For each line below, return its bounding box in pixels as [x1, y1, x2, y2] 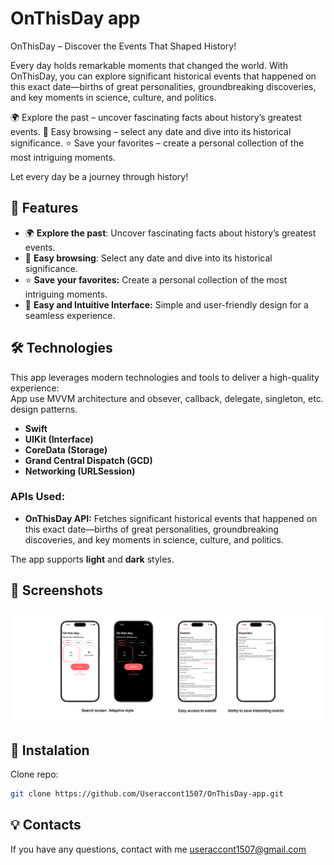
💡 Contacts [10, 817, 82, 834]
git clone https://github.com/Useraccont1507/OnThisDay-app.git [10, 789, 284, 799]
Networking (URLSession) [24, 465, 136, 477]
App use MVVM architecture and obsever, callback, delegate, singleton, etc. [10, 392, 324, 404]
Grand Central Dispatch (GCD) [24, 454, 153, 466]
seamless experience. [24, 309, 116, 321]
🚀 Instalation [10, 742, 90, 759]
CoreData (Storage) [24, 443, 108, 456]
